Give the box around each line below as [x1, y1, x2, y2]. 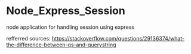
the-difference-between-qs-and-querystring [6, 41, 116, 48]
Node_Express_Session [6, 4, 125, 18]
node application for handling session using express [6, 23, 134, 31]
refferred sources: [6, 35, 51, 42]
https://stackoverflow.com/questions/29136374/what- [51, 35, 185, 42]
